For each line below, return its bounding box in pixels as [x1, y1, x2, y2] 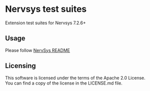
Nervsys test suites [5, 3, 87, 15]
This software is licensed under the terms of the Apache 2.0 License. [5, 75, 146, 81]
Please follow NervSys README [5, 47, 70, 53]
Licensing [5, 62, 36, 70]
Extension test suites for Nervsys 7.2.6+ [5, 20, 86, 26]
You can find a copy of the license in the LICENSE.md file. [5, 80, 122, 86]
